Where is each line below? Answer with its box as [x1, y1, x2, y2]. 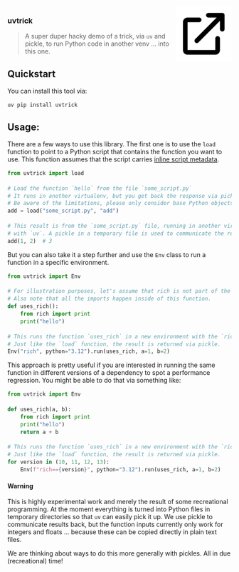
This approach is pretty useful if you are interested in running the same [7, 361, 216, 369]
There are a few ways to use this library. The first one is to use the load [7, 139, 216, 148]
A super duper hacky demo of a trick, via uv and [24, 32, 166, 41]
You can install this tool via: [7, 87, 87, 96]
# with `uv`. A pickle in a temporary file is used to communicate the [7, 230, 224, 237]
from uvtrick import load [7, 169, 84, 176]
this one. [24, 47, 51, 56]
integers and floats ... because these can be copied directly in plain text [7, 528, 217, 536]
